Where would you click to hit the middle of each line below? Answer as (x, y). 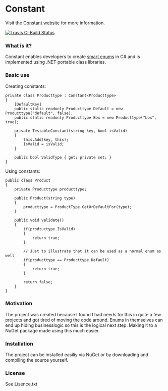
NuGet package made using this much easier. (52, 330)
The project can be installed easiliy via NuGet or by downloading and (77, 355)
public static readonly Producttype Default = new (69, 109)
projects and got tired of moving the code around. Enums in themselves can (84, 320)
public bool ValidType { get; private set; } (63, 157)
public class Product (28, 180)
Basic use (17, 75)
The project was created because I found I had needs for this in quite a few (83, 314)
